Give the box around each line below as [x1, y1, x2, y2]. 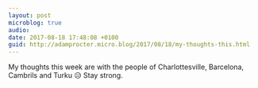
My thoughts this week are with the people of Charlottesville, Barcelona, [8, 62, 245, 71]
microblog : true [8, 19, 62, 27]
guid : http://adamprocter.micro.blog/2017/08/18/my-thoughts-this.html [8, 41, 250, 49]
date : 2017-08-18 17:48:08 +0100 [8, 33, 119, 42]
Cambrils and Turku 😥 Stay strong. [8, 71, 123, 80]
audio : [8, 26, 30, 34]
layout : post [8, 11, 52, 20]
